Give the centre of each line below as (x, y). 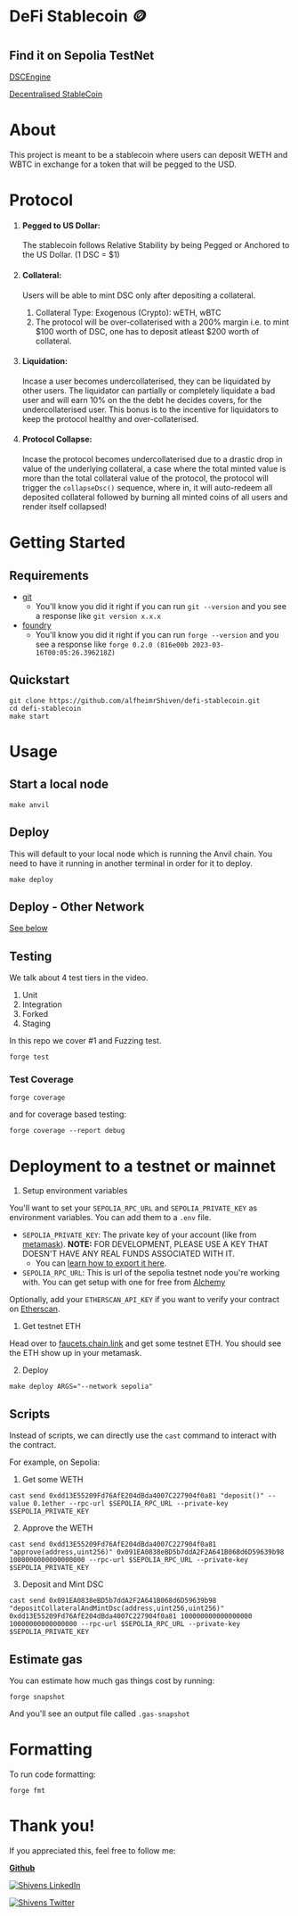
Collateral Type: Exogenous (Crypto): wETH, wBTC (128, 312)
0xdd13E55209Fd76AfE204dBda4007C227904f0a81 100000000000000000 (131, 1616)
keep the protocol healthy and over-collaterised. (110, 418)
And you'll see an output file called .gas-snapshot (100, 1714)
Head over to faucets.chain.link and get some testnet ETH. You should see (145, 1343)
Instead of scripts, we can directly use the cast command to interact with (143, 1435)
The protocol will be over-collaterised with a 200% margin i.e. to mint (162, 322)
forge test (29, 1057)
